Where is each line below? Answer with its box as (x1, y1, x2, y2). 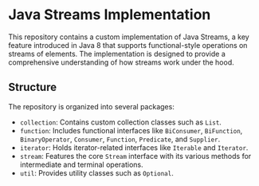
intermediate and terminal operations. (19, 160, 143, 169)
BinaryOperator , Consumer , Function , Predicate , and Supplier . (19, 134, 221, 144)
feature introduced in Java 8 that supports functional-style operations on (8, 40, 248, 49)
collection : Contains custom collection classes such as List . (19, 117, 222, 127)
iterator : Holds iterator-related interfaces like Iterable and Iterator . (19, 142, 249, 152)
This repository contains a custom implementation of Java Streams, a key (8, 32, 249, 42)
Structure (8, 81, 57, 94)
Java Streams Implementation (8, 6, 211, 24)
